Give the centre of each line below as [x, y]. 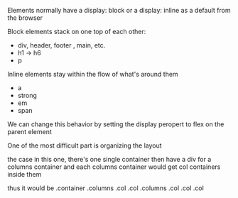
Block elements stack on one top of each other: [77, 32]
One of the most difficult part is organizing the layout [85, 145]
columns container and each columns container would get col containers [114, 167]
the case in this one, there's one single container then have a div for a [109, 159]
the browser [25, 18]
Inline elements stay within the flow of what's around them [93, 74]
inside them [25, 174]
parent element [29, 132]
